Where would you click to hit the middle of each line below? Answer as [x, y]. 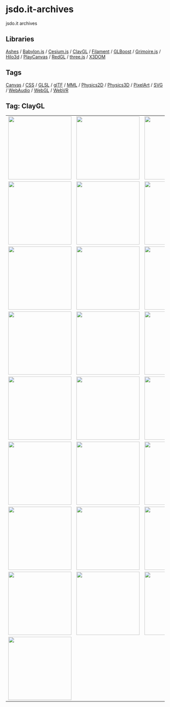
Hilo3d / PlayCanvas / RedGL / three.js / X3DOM [55, 57]
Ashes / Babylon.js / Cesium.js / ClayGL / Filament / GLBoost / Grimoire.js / [83, 51]
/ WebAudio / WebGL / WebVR [37, 90]
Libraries [20, 39]
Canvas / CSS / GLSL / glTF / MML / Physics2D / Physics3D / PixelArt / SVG [84, 85]
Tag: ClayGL [25, 106]
